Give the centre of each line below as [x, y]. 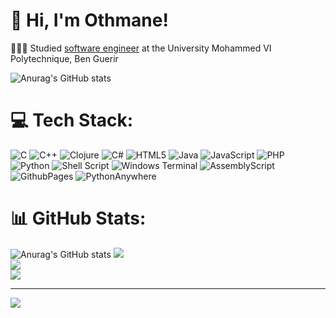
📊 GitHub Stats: [78, 218]
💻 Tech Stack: [72, 120]
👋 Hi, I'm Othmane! [89, 20]
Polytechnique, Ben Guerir [64, 58]
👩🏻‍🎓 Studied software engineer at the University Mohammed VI [141, 48]
